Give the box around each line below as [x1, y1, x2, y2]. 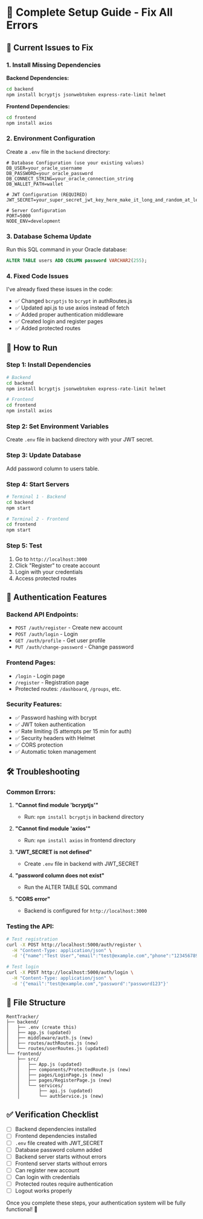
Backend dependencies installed [14, 1126, 97, 1133]
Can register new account [14, 1166, 80, 1174]
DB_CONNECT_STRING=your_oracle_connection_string [6, 176, 134, 182]
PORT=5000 [6, 213, 31, 219]
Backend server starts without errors [14, 1153, 107, 1160]
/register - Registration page [14, 678, 89, 686]
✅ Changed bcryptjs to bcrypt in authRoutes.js [14, 297, 133, 305]
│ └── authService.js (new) [17, 1093, 104, 1099]
